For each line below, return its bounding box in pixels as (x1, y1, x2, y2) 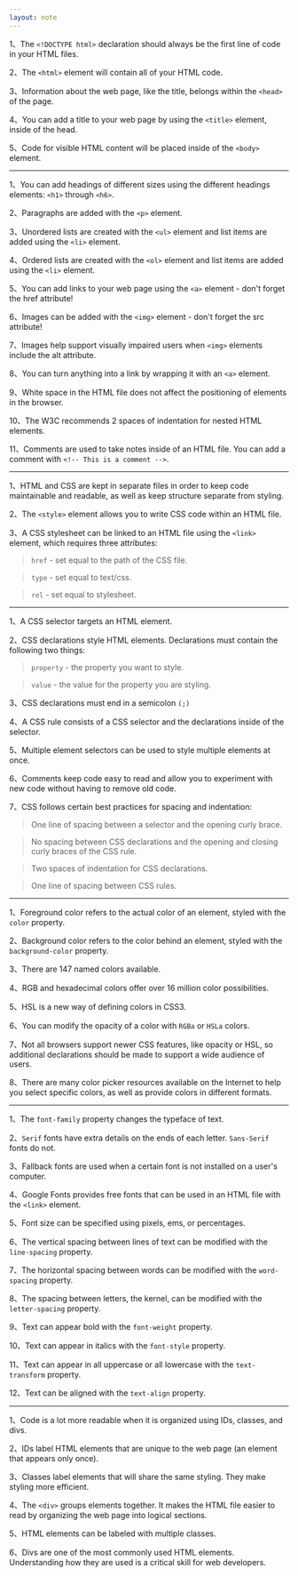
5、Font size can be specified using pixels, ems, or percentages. (9, 1217, 246, 1228)
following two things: (9, 644, 86, 655)
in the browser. (9, 396, 64, 407)
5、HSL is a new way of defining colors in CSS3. (9, 1001, 186, 1012)
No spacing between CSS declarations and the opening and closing (30, 836, 278, 847)
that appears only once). (9, 1452, 99, 1463)
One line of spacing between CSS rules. (30, 880, 177, 891)
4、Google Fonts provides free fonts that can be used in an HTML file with (9, 1188, 281, 1200)
